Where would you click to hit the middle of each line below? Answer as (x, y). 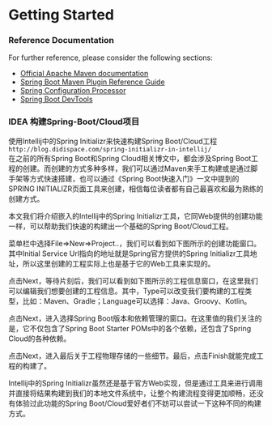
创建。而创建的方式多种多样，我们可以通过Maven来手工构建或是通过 (136, 168)
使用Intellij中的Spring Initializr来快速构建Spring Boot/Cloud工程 (113, 141)
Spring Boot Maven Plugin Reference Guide (92, 82)
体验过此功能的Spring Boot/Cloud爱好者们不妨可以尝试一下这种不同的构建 (138, 403)
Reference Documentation (62, 40)
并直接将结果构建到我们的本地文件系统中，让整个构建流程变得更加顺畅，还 (132, 393)
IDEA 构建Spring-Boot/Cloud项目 (74, 121)
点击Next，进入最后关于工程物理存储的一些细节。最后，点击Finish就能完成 (132, 356)
